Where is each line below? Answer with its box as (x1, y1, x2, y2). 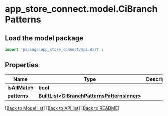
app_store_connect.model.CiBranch (5, 3, 158, 15)
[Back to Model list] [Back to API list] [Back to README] (5, 105, 120, 111)
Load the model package (5, 34, 84, 42)
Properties (5, 61, 39, 69)
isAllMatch (7, 84, 34, 91)
